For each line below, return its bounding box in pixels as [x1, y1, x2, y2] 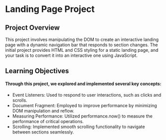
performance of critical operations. [12, 118, 84, 124]
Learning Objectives [5, 67, 69, 75]
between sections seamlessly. [12, 129, 74, 135]
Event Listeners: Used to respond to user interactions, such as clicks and [12, 92, 162, 98]
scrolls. [12, 97, 27, 103]
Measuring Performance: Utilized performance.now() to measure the [12, 113, 153, 119]
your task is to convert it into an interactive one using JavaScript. [5, 52, 138, 58]
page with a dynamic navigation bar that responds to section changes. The [5, 42, 158, 48]
